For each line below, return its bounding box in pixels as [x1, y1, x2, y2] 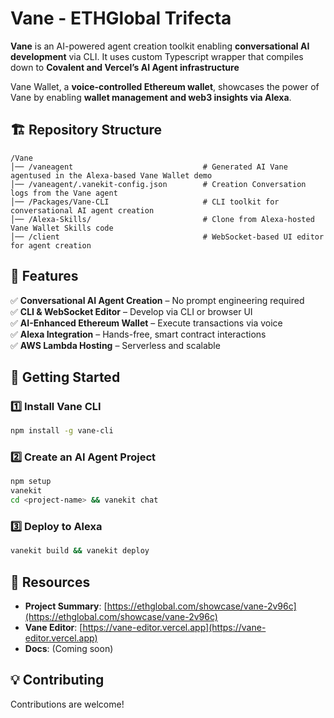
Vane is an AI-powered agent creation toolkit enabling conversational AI [10, 40, 310, 52]
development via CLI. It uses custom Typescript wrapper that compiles [10, 50, 304, 62]
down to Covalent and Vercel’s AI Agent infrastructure [10, 61, 240, 73]
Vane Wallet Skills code [10, 223, 114, 233]
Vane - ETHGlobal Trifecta [10, 7, 232, 30]
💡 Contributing [10, 672, 105, 689]
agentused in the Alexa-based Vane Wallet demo [10, 170, 213, 181]
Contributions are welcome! [10, 698, 125, 710]
